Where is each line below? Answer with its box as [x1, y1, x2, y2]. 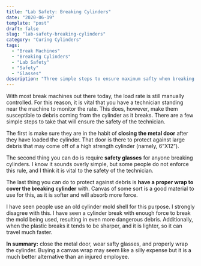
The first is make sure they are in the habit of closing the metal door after [6, 130, 188, 137]
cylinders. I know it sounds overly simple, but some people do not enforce [6, 161, 189, 168]
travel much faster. [6, 229, 53, 236]
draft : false [6, 25, 39, 32]
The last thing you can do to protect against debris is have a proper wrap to [6, 179, 194, 186]
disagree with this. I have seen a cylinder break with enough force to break [6, 209, 191, 217]
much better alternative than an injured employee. [6, 253, 130, 261]
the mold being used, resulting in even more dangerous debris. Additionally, [6, 216, 194, 223]
